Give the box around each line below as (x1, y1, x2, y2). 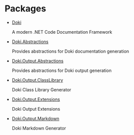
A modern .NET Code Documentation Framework (11, 29, 113, 35)
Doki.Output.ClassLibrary (11, 77, 63, 83)
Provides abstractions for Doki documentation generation (11, 48, 130, 54)
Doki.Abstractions (11, 38, 49, 45)
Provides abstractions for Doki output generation (11, 67, 112, 73)
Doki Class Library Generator (11, 86, 71, 92)
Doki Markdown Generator (11, 125, 67, 131)
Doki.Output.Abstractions (11, 58, 64, 64)
